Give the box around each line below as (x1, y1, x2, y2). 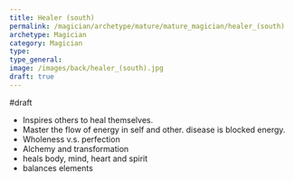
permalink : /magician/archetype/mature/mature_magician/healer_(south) (9, 22, 285, 31)
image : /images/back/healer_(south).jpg (9, 64, 165, 73)
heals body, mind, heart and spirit (22, 153, 148, 164)
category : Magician (9, 38, 83, 48)
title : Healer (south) (9, 13, 95, 23)
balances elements (22, 162, 93, 173)
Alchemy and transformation (22, 143, 129, 154)
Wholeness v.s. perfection (22, 133, 120, 145)
